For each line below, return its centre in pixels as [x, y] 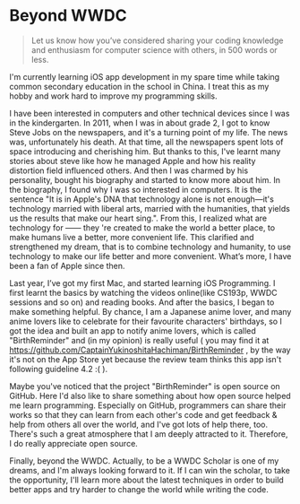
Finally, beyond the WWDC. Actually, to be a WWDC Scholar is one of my [144, 461]
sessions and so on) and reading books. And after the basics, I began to [142, 302]
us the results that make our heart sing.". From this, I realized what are [138, 218]
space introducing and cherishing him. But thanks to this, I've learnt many [145, 151]
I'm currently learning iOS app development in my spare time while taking [145, 76]
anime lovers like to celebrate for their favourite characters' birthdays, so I [146, 321]
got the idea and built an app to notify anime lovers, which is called [133, 330]
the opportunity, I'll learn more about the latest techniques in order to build [146, 480]
